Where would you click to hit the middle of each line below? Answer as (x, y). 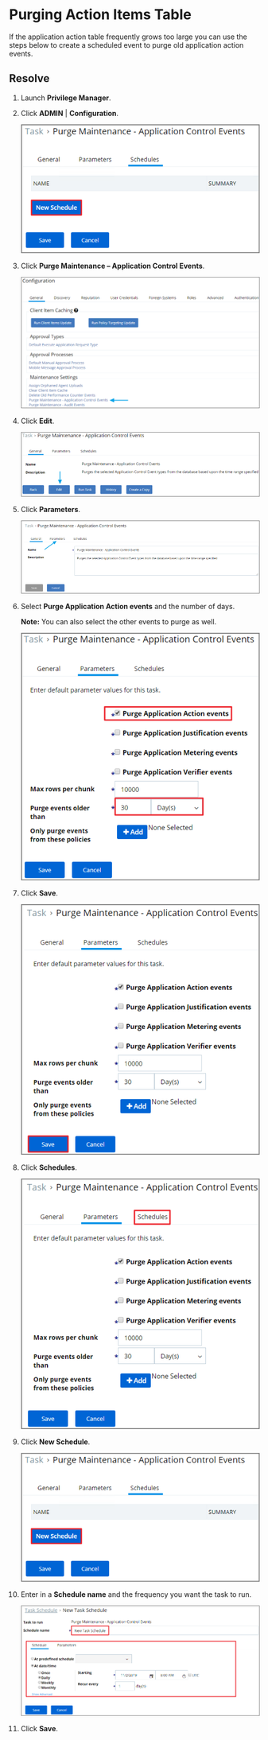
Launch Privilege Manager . (66, 98)
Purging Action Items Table (100, 15)
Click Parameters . (50, 509)
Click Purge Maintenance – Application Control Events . (113, 266)
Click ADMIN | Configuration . (69, 113)
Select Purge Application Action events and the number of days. (128, 606)
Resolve (29, 78)
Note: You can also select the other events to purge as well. (118, 621)
